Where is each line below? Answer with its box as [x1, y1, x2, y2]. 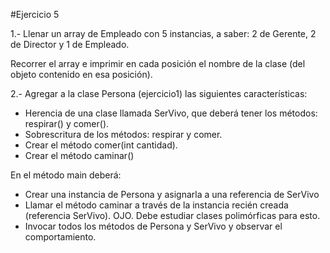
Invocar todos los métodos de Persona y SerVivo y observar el [24, 220, 283, 232]
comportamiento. [24, 231, 97, 243]
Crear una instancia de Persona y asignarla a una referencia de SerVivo [24, 189, 320, 200]
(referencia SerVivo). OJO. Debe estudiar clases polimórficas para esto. [24, 210, 321, 221]
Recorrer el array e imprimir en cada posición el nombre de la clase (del [10, 58, 306, 69]
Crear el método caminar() [24, 150, 135, 161]
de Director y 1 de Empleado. [10, 39, 130, 50]
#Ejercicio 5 [10, 9, 60, 20]
